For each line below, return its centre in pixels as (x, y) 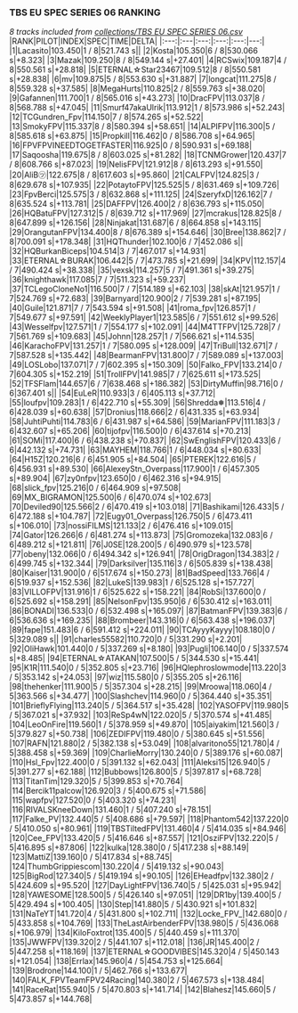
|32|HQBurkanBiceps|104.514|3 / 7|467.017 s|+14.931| (108, 251)
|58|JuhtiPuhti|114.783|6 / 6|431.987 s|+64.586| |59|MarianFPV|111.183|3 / (145, 421)
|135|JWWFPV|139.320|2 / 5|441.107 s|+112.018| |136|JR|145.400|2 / (134, 943)
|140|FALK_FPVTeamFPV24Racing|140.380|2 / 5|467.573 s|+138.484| (137, 980)
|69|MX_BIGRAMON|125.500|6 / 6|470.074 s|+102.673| (110, 497)
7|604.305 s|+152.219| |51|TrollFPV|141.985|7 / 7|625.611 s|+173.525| (135, 374)
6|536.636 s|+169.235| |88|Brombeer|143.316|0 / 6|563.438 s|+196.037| (142, 620)
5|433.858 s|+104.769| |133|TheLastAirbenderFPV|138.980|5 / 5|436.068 (144, 923)
